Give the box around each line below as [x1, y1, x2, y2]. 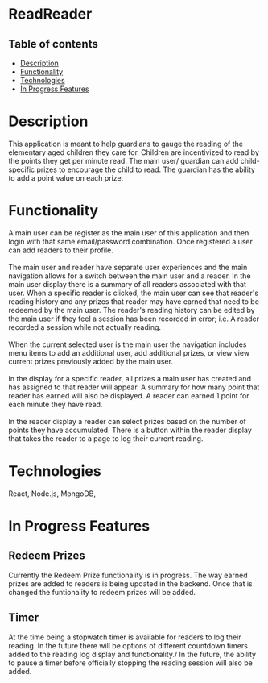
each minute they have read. [8, 399, 103, 409]
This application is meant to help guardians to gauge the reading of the [8, 139, 244, 148]
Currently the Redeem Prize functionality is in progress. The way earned [8, 570, 248, 580]
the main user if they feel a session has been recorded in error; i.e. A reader [8, 314, 260, 323]
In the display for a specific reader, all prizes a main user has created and [8, 373, 252, 383]
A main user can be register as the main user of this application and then [8, 227, 249, 238]
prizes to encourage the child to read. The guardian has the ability [36, 165, 256, 174]
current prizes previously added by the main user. [8, 356, 173, 366]
